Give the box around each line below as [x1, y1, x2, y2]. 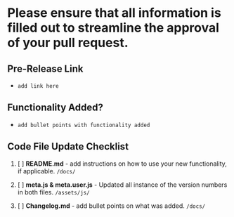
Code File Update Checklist [7, 140, 129, 152]
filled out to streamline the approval [7, 20, 220, 36]
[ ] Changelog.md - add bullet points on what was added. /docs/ [17, 202, 206, 210]
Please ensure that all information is [7, 5, 221, 21]
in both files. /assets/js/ [17, 188, 90, 196]
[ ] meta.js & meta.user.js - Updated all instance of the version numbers [17, 180, 228, 189]
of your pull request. [7, 35, 129, 51]
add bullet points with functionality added [17, 121, 150, 129]
